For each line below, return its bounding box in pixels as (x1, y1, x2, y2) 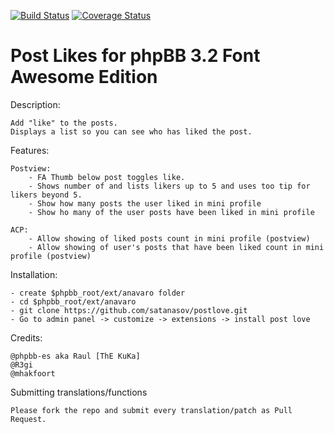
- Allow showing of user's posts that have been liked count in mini (28, 242, 325, 252)
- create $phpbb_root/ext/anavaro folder (10, 288, 186, 298)
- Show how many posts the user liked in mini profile (28, 198, 262, 209)
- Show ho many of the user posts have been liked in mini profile (28, 207, 315, 217)
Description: (10, 98, 61, 110)
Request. (10, 414, 47, 424)
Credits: (10, 331, 43, 344)
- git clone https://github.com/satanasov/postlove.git (10, 305, 248, 315)
